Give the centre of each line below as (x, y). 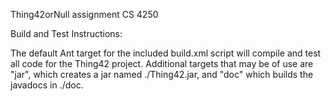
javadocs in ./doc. (47, 85)
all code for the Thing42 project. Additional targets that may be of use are (162, 63)
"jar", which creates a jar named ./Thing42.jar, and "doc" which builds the (162, 74)
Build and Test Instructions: (66, 33)
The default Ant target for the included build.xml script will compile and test (166, 53)
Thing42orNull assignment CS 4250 (84, 14)
